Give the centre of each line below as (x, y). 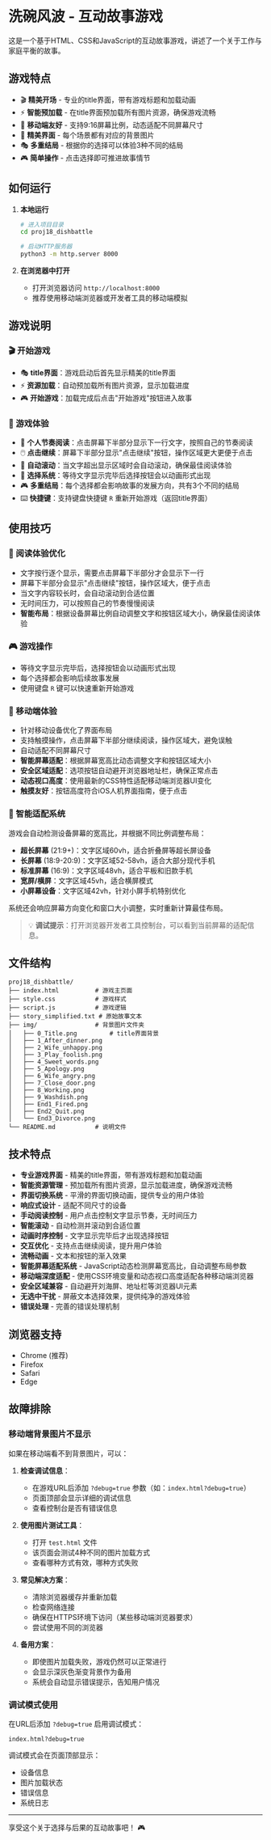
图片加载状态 (41, 1783)
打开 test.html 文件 (65, 1542)
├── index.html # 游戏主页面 (71, 991)
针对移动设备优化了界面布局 (66, 730)
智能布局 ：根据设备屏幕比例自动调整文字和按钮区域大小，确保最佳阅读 (137, 613)
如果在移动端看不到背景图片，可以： (69, 1453)
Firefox (32, 1364)
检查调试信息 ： (45, 1470)
